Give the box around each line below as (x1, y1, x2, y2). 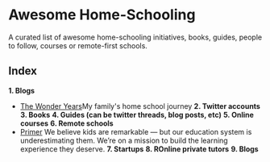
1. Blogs (8, 85, 35, 95)
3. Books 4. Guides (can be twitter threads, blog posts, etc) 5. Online (19, 110, 254, 119)
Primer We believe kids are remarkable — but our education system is (19, 127, 252, 136)
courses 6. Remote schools (19, 118, 114, 128)
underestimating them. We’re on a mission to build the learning (19, 135, 228, 145)
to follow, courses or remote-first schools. (8, 40, 147, 50)
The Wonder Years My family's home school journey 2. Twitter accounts (19, 101, 260, 110)
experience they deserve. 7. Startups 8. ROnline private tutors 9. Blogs (19, 143, 260, 154)
